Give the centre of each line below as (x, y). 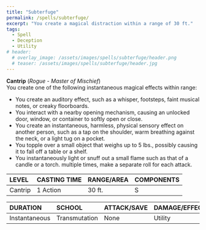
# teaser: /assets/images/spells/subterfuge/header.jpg (85, 63)
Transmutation (77, 218)
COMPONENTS (157, 180)
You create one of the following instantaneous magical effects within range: (102, 87)
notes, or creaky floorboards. (52, 105)
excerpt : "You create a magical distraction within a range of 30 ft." (100, 23)
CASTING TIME (59, 180)
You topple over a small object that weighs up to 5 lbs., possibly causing (106, 145)
